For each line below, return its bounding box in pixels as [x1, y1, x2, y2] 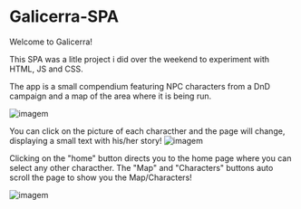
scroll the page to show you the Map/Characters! [9, 172, 192, 183]
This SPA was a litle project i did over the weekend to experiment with [9, 53, 270, 64]
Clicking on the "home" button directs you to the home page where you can [9, 152, 292, 164]
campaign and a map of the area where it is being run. [9, 90, 211, 101]
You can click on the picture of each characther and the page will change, [9, 125, 286, 137]
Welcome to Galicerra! [9, 36, 93, 47]
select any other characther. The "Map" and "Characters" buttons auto [9, 162, 274, 173]
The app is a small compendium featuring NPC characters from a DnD [9, 81, 270, 91]
